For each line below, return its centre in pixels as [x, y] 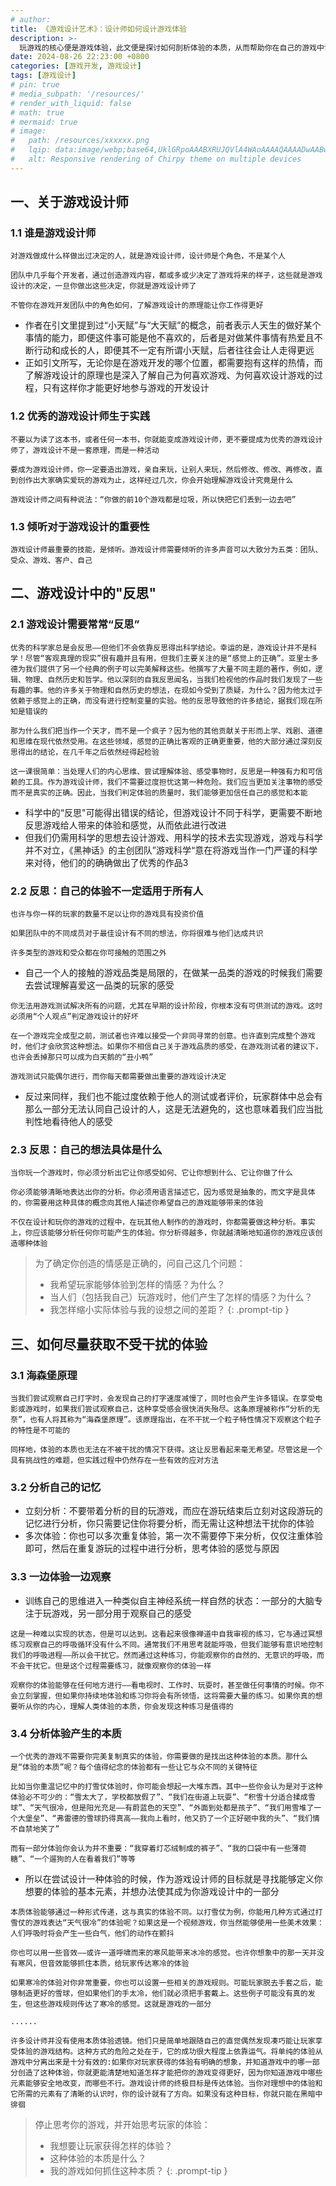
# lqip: [31, 150]
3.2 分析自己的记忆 [56, 1487]
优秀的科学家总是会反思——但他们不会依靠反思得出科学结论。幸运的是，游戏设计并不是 [160, 647]
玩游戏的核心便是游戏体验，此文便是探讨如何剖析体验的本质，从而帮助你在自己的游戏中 [172, 47]
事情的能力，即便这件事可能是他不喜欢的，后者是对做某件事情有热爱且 [169, 338]
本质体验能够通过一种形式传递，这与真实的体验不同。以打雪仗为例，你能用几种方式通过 [163, 1912]
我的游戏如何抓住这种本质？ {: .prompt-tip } [138, 2170]
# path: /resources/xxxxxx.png [80, 141]
